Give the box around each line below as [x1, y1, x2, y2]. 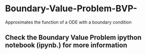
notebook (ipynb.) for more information [5, 41, 127, 50]
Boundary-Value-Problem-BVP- [5, 3, 137, 14]
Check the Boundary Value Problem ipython [5, 33, 142, 42]
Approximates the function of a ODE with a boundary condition [5, 19, 132, 25]
